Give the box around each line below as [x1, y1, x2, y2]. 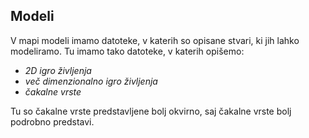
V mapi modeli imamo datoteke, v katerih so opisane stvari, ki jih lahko [10, 34, 300, 46]
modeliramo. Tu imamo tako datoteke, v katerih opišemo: [10, 45, 245, 57]
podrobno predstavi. [10, 115, 95, 128]
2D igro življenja [24, 64, 92, 76]
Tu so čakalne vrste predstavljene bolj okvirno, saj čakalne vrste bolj [10, 105, 292, 117]
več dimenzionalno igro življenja [24, 75, 158, 87]
